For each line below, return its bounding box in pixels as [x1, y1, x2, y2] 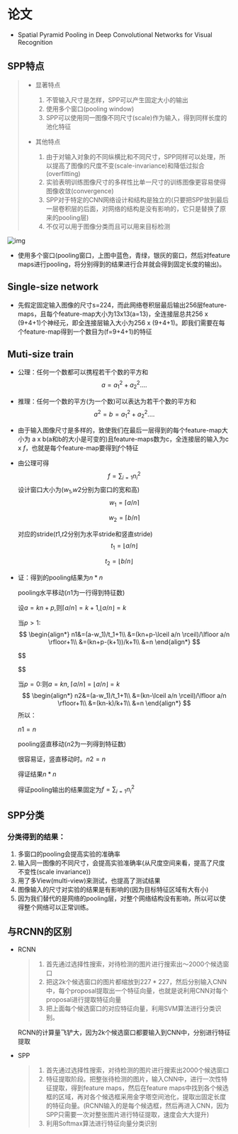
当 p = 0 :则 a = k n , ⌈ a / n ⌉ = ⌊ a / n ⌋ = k [17, 680, 120, 688]
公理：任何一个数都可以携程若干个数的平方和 [17, 368, 149, 376]
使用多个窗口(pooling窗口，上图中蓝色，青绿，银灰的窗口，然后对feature [17, 251, 230, 259]
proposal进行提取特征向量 [45, 995, 122, 1003]
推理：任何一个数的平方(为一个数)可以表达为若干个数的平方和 [17, 397, 197, 405]
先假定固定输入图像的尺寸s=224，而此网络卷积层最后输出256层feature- [17, 300, 227, 309]
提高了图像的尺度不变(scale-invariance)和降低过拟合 [52, 161, 205, 170]
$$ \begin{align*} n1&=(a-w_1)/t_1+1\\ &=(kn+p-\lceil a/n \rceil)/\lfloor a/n [18, 630, 230, 638]
